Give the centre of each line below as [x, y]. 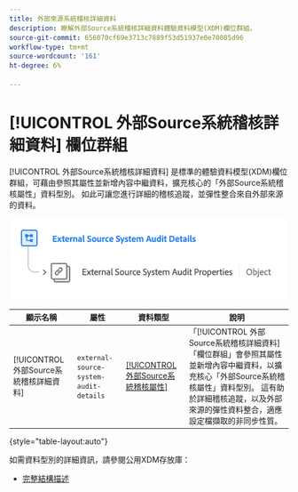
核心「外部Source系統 [237, 376]
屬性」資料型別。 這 [232, 388]
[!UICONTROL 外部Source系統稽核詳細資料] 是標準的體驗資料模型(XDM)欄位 [149, 171]
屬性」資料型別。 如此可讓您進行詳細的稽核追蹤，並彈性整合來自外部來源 [150, 194]
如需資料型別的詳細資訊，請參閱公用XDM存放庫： [100, 459]
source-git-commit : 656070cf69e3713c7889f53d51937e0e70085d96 [126, 37]
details [91, 396]
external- [95, 358]
